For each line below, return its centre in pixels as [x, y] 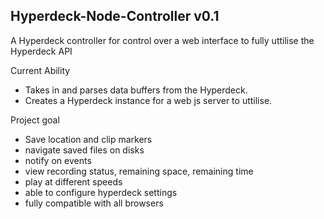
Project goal [35, 120]
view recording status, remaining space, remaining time [139, 171]
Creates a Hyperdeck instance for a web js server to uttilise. [148, 100]
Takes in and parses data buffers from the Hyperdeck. [136, 90]
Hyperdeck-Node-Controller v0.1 [115, 16]
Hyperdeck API [41, 51]
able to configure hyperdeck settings [101, 192]
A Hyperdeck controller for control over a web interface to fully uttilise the [162, 40]
